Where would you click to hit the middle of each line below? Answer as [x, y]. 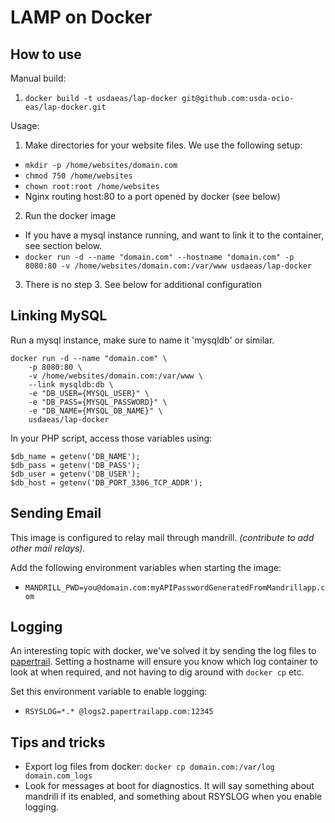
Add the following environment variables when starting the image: [146, 567]
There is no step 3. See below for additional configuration [143, 284]
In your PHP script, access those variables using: [111, 438]
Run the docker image [70, 215]
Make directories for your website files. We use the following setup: [163, 145]
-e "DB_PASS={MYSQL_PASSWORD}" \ [98, 402]
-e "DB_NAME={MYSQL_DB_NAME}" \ [95, 411]
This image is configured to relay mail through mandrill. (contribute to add [162, 537]
